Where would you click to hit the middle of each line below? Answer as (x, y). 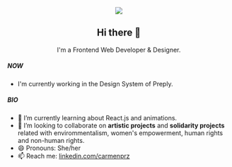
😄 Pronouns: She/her (49, 148)
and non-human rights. (51, 140)
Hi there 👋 (119, 33)
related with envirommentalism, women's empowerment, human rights (120, 133)
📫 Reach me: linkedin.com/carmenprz (74, 156)
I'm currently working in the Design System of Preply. (95, 83)
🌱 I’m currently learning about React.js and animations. (97, 117)
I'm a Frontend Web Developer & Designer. (119, 50)
